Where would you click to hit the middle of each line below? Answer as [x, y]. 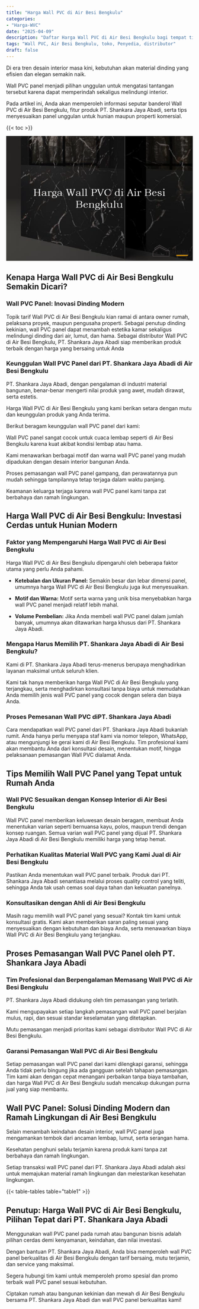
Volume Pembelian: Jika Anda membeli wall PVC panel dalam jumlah [99, 616]
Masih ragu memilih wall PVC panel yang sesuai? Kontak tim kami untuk [94, 916]
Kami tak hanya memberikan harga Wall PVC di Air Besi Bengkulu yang [92, 682]
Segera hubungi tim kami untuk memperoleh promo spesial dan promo [92, 1276]
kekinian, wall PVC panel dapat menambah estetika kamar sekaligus [89, 329]
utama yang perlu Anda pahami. [45, 569]
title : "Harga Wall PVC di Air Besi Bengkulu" [65, 12]
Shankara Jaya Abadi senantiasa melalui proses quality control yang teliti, [96, 881]
